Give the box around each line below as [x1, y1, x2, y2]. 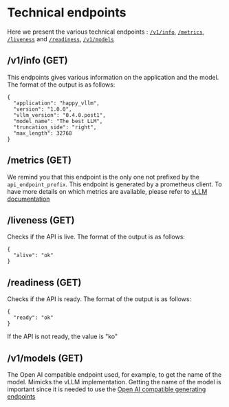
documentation [7, 195, 50, 203]
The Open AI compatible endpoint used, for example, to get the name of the [7, 371, 222, 379]
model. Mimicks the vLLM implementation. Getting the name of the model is [7, 378, 221, 386]
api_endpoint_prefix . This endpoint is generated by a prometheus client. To [7, 180, 222, 188]
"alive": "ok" [13, 252, 54, 259]
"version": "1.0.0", [13, 105, 72, 113]
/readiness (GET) [7, 276, 82, 288]
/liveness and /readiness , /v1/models [7, 34, 115, 43]
